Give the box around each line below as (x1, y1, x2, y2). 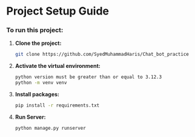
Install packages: (15, 91, 59, 98)
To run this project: (6, 26, 64, 35)
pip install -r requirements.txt (15, 102, 100, 109)
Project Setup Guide (6, 4, 110, 18)
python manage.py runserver (15, 125, 86, 131)
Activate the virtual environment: (15, 62, 101, 70)
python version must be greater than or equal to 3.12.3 (15, 74, 162, 80)
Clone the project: (15, 39, 62, 47)
